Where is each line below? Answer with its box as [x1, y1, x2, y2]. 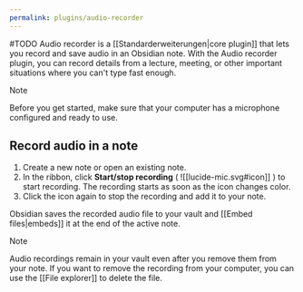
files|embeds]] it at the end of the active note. [9, 219, 181, 229]
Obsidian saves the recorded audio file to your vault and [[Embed [9, 209, 253, 219]
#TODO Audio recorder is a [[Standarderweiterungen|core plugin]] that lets [9, 38, 290, 49]
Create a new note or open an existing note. [22, 162, 187, 173]
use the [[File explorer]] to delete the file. [9, 273, 163, 284]
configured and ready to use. [9, 112, 118, 122]
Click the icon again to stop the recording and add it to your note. [22, 191, 267, 202]
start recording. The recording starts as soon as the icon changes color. [22, 181, 291, 192]
